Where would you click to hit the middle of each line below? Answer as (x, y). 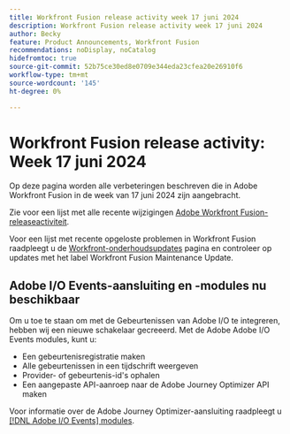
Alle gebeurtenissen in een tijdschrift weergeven (110, 366)
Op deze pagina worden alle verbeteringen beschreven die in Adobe (134, 186)
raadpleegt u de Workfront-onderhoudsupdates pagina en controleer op (141, 248)
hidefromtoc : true (43, 58)
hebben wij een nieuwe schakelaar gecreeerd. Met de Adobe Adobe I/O (140, 330)
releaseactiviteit (38, 222)
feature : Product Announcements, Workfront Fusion (104, 42)
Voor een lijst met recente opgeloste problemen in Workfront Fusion (133, 239)
